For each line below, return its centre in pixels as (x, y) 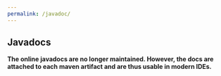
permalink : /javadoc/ (39, 14)
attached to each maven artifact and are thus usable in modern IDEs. (110, 67)
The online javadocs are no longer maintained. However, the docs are (110, 59)
